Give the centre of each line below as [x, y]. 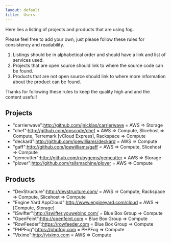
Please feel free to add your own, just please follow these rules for [75, 39]
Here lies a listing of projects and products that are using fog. [70, 29]
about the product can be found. [47, 82]
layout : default [22, 10]
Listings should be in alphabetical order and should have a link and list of [89, 55]
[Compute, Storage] [33, 208]
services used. [28, 60]
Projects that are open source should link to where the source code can [88, 65]
